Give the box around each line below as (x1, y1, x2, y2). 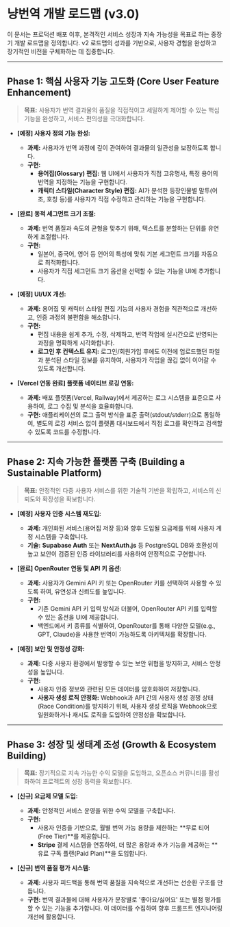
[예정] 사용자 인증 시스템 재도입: (16, 509, 101, 518)
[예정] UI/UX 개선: (16, 290, 66, 298)
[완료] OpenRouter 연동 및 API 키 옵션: (16, 564, 122, 572)
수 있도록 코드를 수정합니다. (27, 427, 101, 435)
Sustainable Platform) (7, 467, 103, 479)
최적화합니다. (44, 258, 80, 266)
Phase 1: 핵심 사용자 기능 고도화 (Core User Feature (7, 76, 220, 88)
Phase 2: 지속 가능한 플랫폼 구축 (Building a (7, 456, 186, 468)
